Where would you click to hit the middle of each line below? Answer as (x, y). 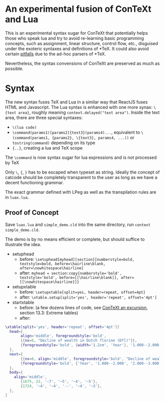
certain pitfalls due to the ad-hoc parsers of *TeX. (56, 54)
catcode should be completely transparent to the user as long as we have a (81, 177)
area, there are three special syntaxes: (44, 117)
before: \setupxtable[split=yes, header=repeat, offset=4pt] (82, 292)
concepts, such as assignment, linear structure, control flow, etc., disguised (82, 43)
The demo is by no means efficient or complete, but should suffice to (75, 239)
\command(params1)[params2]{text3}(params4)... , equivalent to (76, 132)
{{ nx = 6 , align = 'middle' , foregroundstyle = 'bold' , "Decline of (85, 359)
